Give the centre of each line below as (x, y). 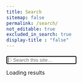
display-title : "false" (38, 40)
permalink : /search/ (32, 23)
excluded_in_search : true (39, 35)
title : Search (24, 12)
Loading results (26, 73)
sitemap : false (25, 18)
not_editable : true (31, 29)
